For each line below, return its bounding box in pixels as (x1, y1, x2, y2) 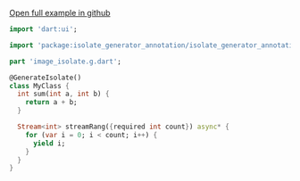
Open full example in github (9, 8, 111, 18)
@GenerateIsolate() (9, 73, 82, 82)
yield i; (32, 138, 66, 148)
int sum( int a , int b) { (17, 89, 110, 99)
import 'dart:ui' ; (9, 25, 78, 34)
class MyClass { (9, 81, 70, 90)
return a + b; (25, 98, 78, 107)
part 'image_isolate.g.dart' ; (9, 57, 122, 66)
